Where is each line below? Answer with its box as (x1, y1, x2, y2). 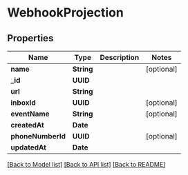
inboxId (10, 98, 36, 107)
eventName (10, 109, 50, 119)
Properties (7, 32, 54, 44)
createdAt (10, 121, 45, 130)
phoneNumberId (10, 132, 66, 141)
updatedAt (10, 143, 47, 152)
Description (100, 53, 140, 62)
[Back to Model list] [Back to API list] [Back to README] (7, 161, 166, 168)
